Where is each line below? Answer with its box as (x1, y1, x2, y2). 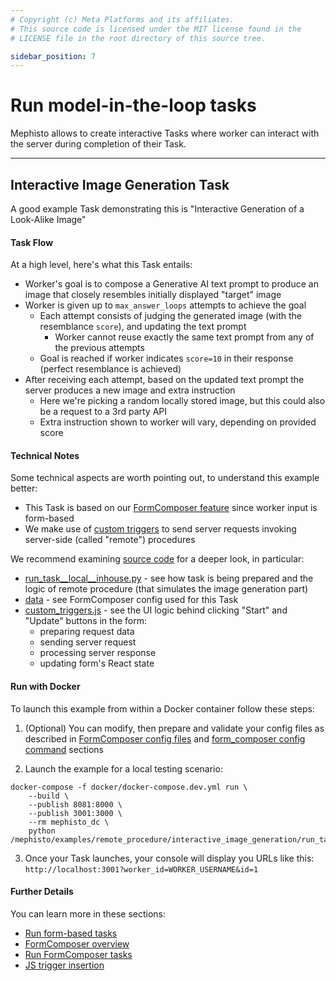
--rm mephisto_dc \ (28, 817, 110, 827)
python (28, 826, 56, 836)
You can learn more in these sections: (10, 907, 167, 920)
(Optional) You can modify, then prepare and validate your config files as (24, 722, 325, 734)
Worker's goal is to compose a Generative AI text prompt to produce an (24, 278, 319, 290)
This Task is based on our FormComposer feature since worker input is (24, 502, 318, 514)
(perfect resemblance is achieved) (39, 363, 182, 375)
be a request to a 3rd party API (39, 406, 168, 418)
